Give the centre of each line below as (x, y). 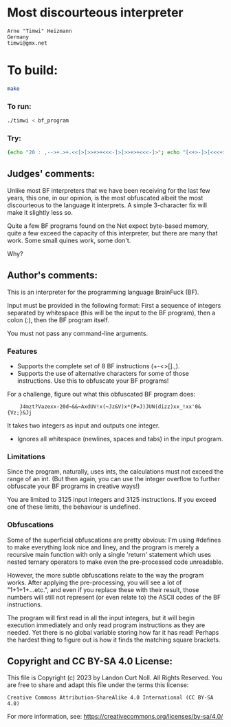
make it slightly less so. (40, 212)
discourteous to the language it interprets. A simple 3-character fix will (107, 205)
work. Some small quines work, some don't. (69, 240)
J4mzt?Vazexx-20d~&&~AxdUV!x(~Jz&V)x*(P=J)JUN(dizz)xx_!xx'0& (110, 407)
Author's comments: (53, 276)
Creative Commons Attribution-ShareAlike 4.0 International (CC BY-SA (110, 698)
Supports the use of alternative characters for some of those (103, 374)
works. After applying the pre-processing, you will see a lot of (95, 582)
